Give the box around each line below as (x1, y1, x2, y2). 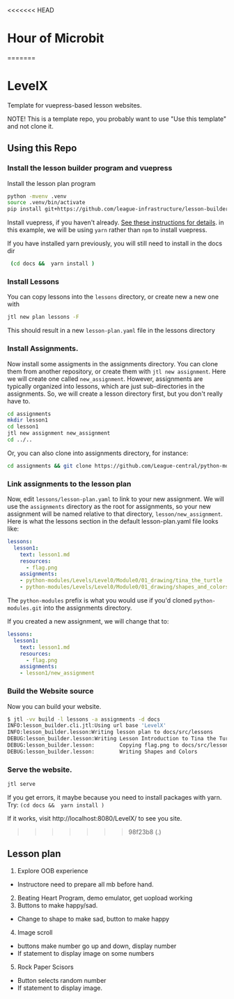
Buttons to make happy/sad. (17, 901, 98, 910)
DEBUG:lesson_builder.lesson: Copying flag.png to (7, 742, 179, 749)
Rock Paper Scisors (17, 963, 75, 971)
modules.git (7, 605, 42, 612)
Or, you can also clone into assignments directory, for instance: (7, 449, 189, 457)
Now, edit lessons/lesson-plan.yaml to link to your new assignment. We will (7, 495, 224, 503)
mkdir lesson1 (7, 417, 49, 424)
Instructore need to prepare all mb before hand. (17, 880, 155, 889)
